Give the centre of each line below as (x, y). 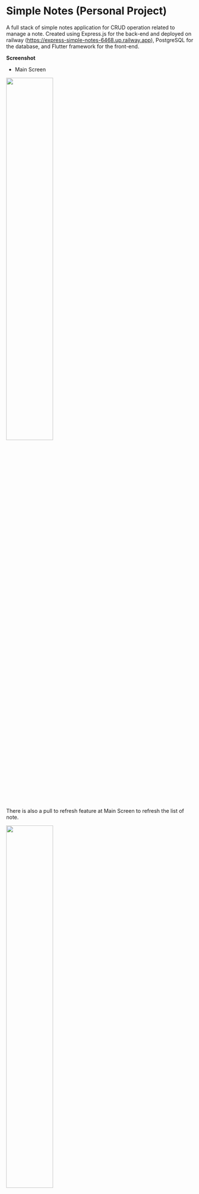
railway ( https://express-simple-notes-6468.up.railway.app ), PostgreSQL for (100, 40)
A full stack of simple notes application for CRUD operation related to (91, 27)
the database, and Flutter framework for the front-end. (73, 46)
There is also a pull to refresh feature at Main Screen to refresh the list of (95, 810)
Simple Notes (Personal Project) (87, 11)
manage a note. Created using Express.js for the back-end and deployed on (99, 33)
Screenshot (21, 58)
